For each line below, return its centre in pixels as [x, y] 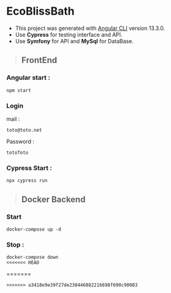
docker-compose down [33, 258]
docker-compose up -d [34, 229]
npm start [19, 90]
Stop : [15, 244]
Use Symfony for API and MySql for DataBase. [74, 41]
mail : [13, 119]
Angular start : [28, 78]
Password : [20, 141]
